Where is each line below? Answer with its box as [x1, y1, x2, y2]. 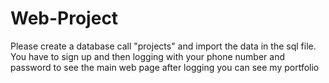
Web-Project [10, 7, 119, 30]
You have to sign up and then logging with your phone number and [10, 50, 286, 62]
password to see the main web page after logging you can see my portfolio [10, 61, 320, 73]
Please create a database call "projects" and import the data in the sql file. [10, 40, 317, 52]
